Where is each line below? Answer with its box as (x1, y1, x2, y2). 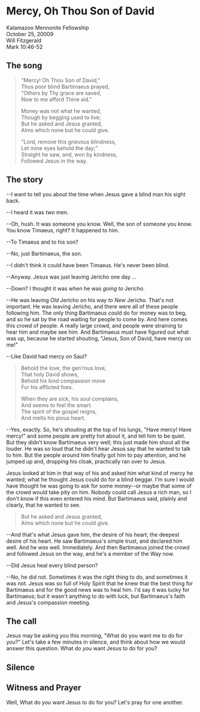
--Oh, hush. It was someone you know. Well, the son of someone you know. (6, 220, 193, 228)
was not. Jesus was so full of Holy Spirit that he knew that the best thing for (6, 579, 193, 587)
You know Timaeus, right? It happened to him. (6, 226, 120, 234)
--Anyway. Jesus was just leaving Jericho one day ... (6, 273, 137, 280)
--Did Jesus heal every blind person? (6, 561, 98, 569)
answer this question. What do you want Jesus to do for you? (6, 645, 157, 652)
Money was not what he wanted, (20, 107, 102, 115)
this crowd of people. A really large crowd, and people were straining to (6, 322, 183, 329)
